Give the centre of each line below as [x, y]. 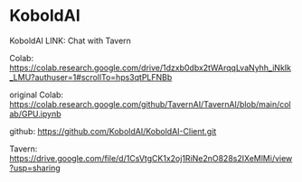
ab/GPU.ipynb [35, 114]
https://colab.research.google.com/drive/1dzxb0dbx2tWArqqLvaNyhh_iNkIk [151, 68]
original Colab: [37, 95]
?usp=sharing [35, 168]
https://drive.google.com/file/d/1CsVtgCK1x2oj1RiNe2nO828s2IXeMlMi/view [151, 158]
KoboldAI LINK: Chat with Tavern [70, 41]
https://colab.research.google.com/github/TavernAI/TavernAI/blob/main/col [150, 104]
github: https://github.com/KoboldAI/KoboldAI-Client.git [113, 131]
